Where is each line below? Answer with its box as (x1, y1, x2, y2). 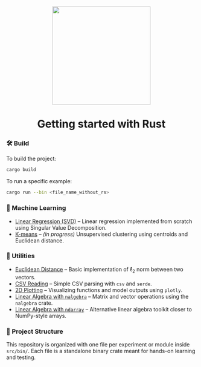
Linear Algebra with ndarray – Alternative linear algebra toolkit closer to (14, 305, 192, 313)
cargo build (6, 167, 36, 173)
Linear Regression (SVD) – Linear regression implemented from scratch (14, 218, 193, 225)
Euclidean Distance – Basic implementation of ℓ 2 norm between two (14, 265, 184, 274)
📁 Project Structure (6, 327, 63, 336)
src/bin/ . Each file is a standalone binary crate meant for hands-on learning (6, 347, 196, 354)
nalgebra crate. (14, 299, 53, 307)
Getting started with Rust (37, 117, 166, 131)
